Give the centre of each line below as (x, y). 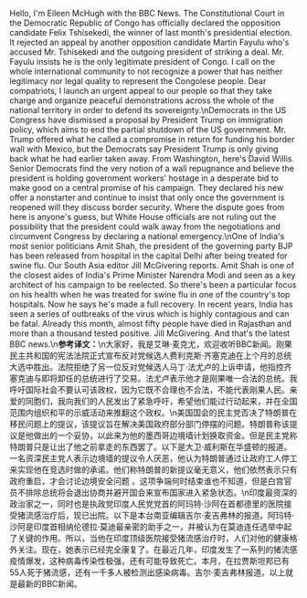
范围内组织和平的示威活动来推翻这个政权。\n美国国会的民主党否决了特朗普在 (153, 413)
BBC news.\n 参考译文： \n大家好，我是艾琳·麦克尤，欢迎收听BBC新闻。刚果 (151, 344)
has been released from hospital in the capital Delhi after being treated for (148, 256)
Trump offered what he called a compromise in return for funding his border (152, 139)
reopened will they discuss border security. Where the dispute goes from (147, 207)
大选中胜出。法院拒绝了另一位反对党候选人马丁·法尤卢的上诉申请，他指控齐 (151, 367)
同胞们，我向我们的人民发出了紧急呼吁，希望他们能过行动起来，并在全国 (161, 401)
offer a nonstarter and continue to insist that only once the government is (147, 197)
